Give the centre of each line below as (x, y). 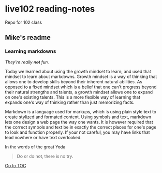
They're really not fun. (27, 62)
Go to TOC (16, 165)
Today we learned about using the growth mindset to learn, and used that (78, 71)
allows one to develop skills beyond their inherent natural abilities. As (74, 81)
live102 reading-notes (50, 9)
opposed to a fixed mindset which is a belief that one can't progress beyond (81, 87)
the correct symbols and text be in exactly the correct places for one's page (81, 127)
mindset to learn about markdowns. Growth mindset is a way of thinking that (81, 77)
